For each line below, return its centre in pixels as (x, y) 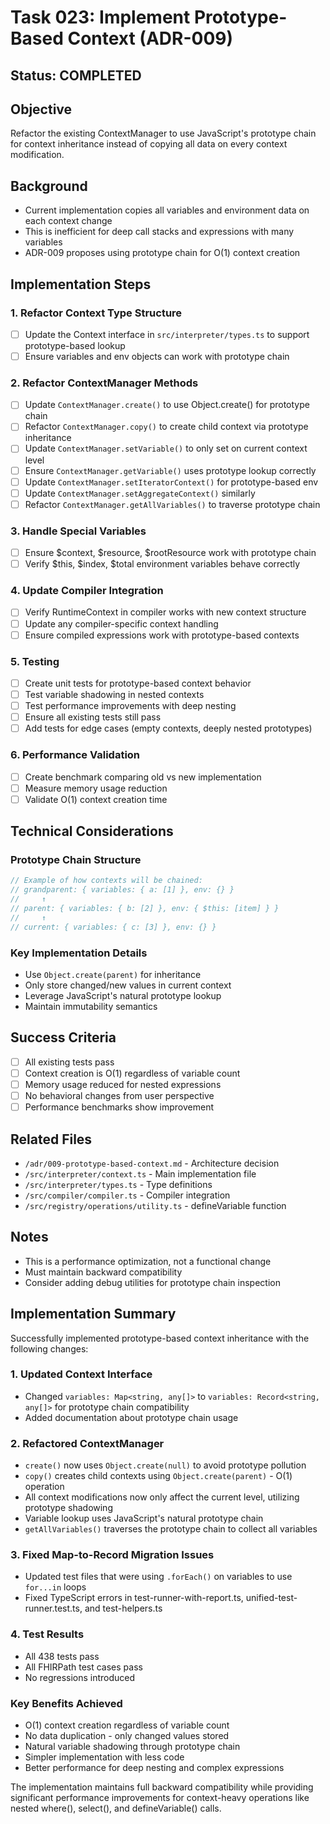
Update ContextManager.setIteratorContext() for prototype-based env (171, 482)
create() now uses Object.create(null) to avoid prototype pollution (165, 1465)
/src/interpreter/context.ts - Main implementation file (140, 1173)
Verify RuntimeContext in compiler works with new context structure (165, 612)
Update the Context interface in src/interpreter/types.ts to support (167, 334)
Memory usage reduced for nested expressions (123, 1084)
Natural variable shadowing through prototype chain (132, 1747)
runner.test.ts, (53, 1608)
